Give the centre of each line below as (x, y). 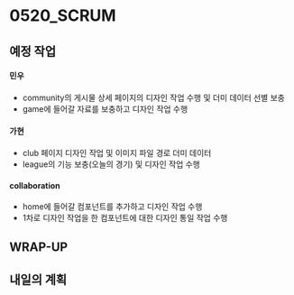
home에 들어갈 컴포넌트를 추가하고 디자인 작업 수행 (112, 207)
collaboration (35, 185)
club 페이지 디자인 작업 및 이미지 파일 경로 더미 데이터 (117, 152)
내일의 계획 (38, 279)
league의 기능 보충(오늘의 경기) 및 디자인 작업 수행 (111, 164)
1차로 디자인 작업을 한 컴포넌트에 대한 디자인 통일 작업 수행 (125, 218)
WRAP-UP (39, 247)
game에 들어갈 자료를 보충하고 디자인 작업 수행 (105, 108)
